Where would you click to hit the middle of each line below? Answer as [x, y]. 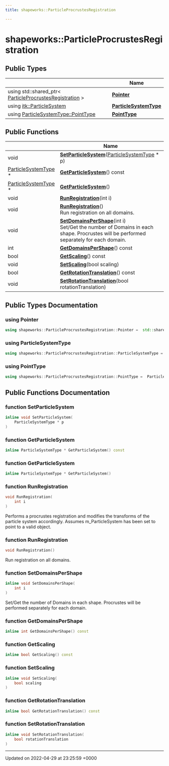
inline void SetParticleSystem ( [39, 418]
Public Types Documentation [52, 305]
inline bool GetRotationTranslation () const [53, 711]
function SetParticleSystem [40, 407]
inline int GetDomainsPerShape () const [47, 632]
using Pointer [22, 320]
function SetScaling [30, 668]
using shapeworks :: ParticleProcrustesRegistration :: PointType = [74, 377]
